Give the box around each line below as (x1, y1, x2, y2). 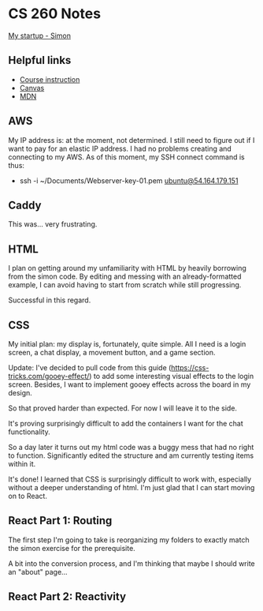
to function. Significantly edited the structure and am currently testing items (8, 451, 254, 460)
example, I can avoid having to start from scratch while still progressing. (8, 280, 242, 290)
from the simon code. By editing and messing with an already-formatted (8, 272, 242, 281)
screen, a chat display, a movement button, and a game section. (8, 348, 216, 357)
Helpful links (8, 54, 72, 67)
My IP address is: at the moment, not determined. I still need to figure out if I (8, 135, 255, 144)
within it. (8, 459, 36, 468)
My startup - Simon (8, 31, 71, 40)
